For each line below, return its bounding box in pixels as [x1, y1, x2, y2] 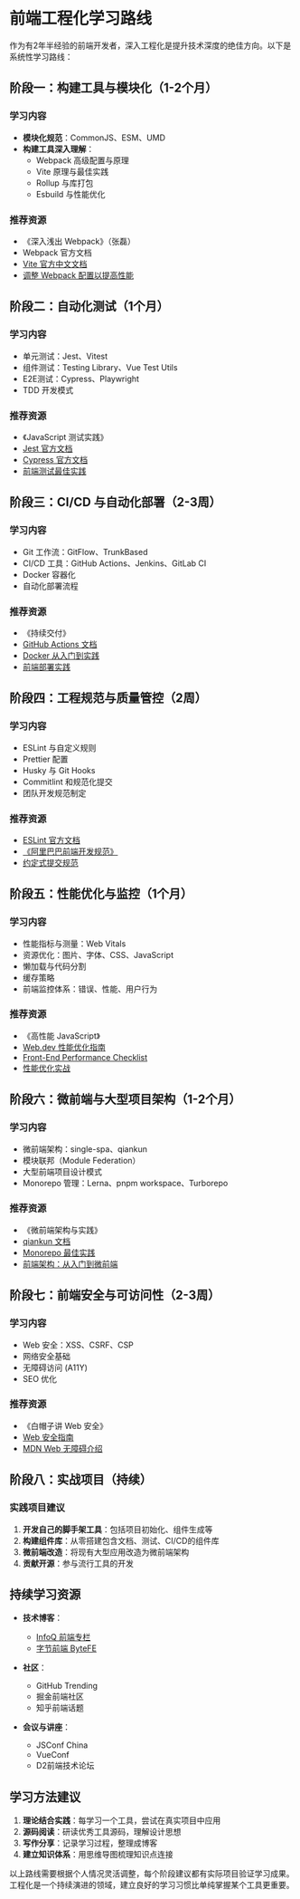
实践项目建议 [9, 1501, 66, 1514]
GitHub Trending [35, 1681, 98, 1692]
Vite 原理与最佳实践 [35, 166, 109, 177]
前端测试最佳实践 [22, 465, 87, 476]
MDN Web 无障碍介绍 [22, 1443, 103, 1453]
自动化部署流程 [22, 580, 79, 591]
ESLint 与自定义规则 [22, 742, 97, 753]
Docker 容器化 [22, 569, 77, 580]
